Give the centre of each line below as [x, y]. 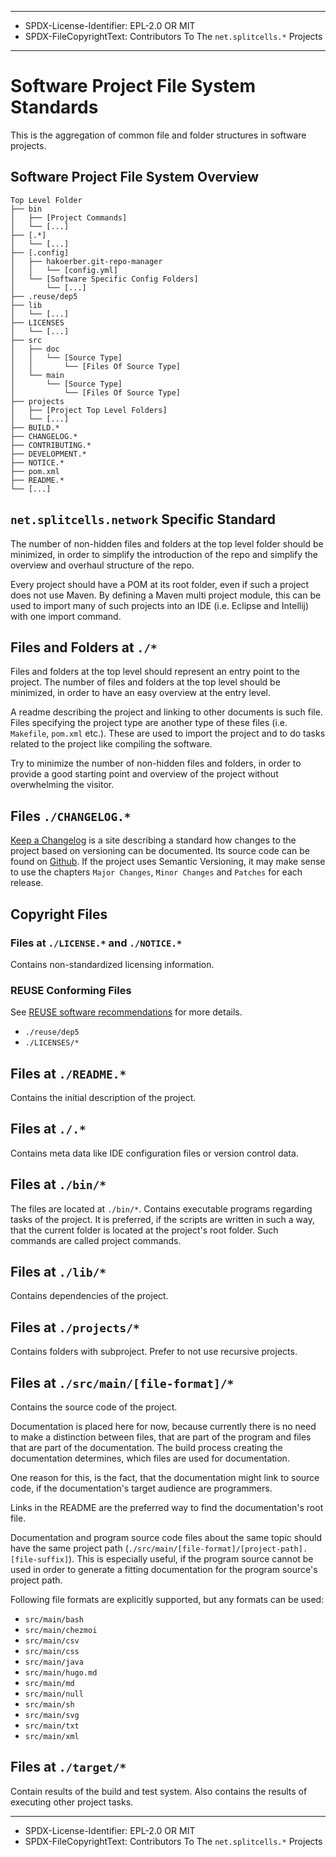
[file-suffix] [40, 1560]
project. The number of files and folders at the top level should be [145, 682]
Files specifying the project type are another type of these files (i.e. [149, 723]
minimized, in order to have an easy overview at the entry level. [141, 693]
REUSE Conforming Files [71, 990]
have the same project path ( [69, 1548]
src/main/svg [52, 1716]
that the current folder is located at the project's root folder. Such [144, 1230]
